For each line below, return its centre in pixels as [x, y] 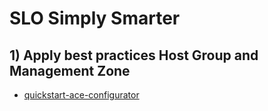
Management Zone [70, 70]
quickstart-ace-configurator [81, 95]
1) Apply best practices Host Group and [134, 55]
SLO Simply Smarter [95, 18]
